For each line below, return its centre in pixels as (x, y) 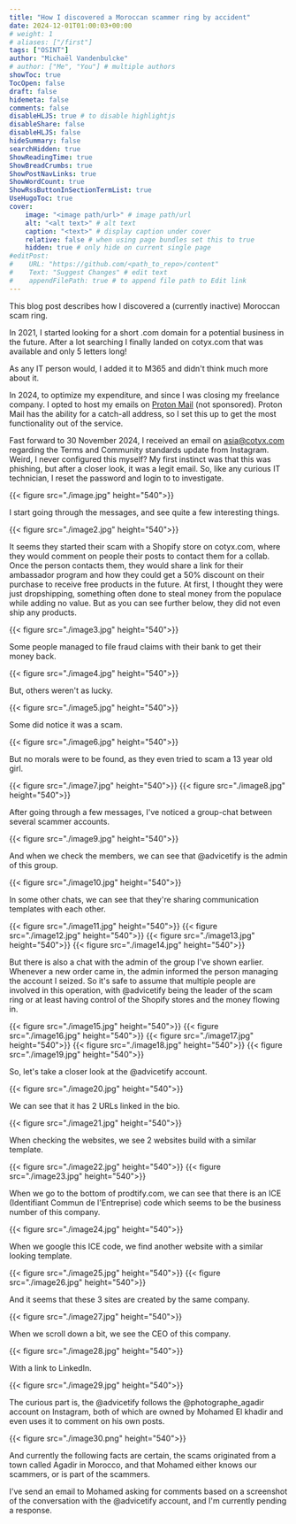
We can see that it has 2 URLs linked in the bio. (95, 1105)
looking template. (41, 1255)
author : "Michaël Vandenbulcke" (68, 58)
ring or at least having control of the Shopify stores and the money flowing (144, 999)
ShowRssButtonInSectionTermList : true (80, 190)
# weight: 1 (31, 34)
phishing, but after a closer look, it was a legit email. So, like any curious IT (145, 468)
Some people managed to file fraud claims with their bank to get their (136, 646)
